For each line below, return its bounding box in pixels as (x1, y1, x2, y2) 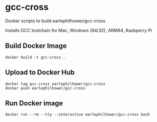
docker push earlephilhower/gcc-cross (5, 85, 85, 90)
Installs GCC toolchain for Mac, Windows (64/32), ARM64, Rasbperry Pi (5, 27, 153, 33)
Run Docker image (5, 99, 63, 107)
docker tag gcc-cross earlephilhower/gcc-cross (5, 81, 106, 86)
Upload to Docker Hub (5, 68, 75, 77)
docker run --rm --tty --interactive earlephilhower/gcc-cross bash (5, 112, 150, 117)
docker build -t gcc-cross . (5, 55, 66, 60)
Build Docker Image (5, 41, 67, 50)
